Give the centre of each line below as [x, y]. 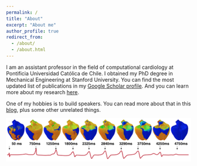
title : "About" [25, 19]
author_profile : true [33, 31]
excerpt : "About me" [31, 25]
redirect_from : [25, 37]
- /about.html [28, 50]
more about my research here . [43, 92]
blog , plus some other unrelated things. [53, 109]
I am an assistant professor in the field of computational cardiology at [90, 67]
